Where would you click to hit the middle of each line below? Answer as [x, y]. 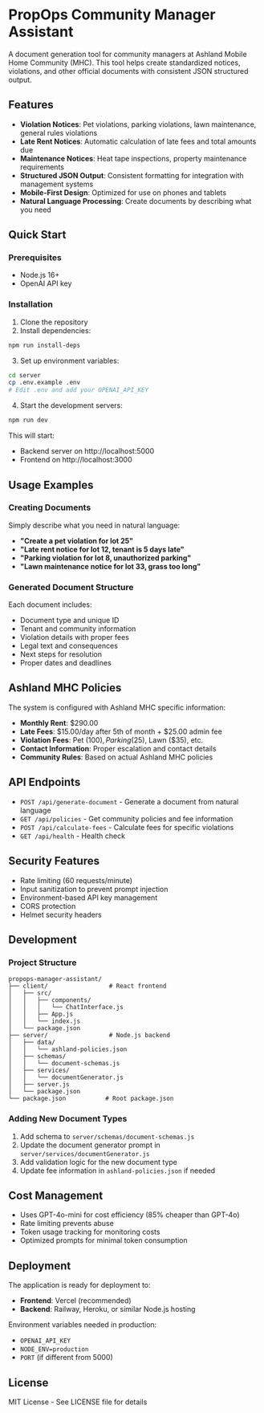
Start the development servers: [71, 405]
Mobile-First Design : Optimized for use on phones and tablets [123, 192]
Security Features [54, 861]
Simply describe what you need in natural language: [94, 525]
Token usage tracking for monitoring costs [90, 1232]
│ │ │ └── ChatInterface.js [66, 1008]
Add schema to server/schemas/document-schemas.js [107, 1136]
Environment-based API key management [89, 898]
